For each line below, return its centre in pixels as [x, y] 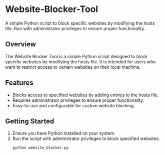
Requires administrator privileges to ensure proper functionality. [78, 100]
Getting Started [30, 121]
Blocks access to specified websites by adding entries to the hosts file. [85, 95]
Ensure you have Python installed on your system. [64, 133]
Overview [21, 44]
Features [19, 83]
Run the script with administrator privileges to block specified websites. [86, 138]
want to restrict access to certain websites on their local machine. [73, 67]
